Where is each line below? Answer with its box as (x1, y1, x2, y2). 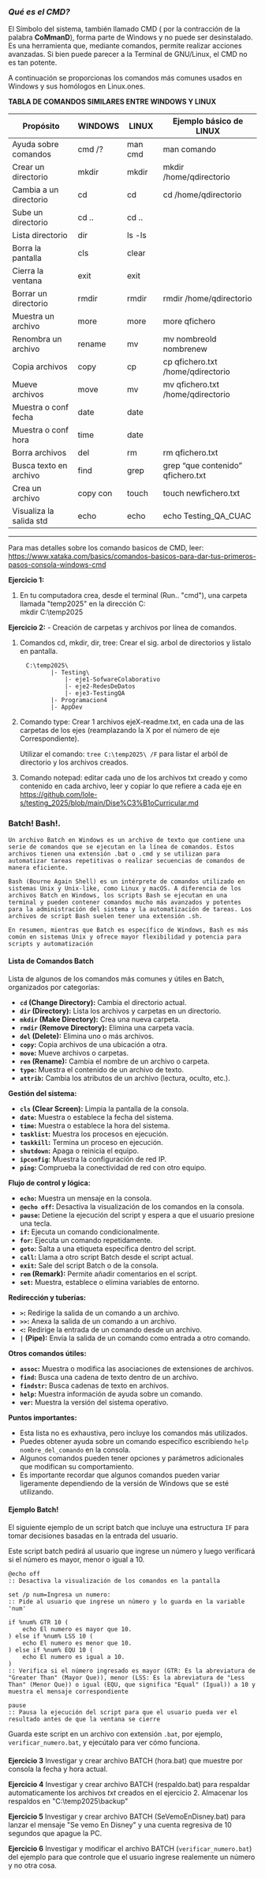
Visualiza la (12, 505, 54, 516)
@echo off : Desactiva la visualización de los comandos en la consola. (19, 1201, 244, 1211)
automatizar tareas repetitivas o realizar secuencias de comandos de (8, 856, 245, 864)
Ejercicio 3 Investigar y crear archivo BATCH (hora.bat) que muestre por (8, 1755, 243, 1765)
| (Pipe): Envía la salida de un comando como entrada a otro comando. (19, 1333, 251, 1343)
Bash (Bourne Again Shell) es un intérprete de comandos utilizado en (8, 877, 245, 886)
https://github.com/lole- (19, 790, 98, 799)
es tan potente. (8, 58, 58, 67)
